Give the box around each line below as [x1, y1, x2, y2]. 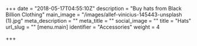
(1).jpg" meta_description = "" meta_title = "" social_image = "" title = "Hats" [5, 17, 192, 24]
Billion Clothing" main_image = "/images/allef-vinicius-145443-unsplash [5, 11, 182, 18]
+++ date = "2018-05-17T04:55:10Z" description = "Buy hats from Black [5, 5, 182, 12]
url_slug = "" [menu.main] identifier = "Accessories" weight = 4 [5, 23, 160, 30]
